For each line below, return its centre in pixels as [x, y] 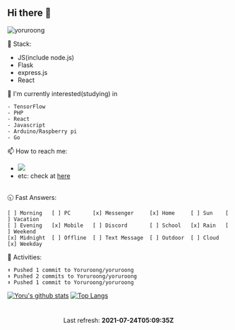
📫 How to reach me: [37, 151]
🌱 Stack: [19, 44]
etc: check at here [44, 176]
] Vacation [23, 219]
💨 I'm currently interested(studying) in [62, 93]
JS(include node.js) [46, 57]
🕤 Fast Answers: [32, 197]
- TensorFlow [26, 107]
